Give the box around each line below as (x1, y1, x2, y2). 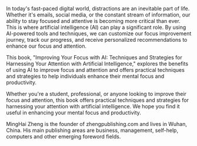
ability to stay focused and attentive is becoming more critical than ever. (6, 18, 181, 24)
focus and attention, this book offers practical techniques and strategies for (6, 97, 189, 104)
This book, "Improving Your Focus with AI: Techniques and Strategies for (6, 54, 182, 61)
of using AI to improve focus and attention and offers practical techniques (6, 67, 185, 73)
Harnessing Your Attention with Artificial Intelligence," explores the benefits (6, 60, 189, 67)
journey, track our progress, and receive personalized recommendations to (6, 36, 188, 43)
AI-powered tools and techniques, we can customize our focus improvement (6, 30, 192, 37)
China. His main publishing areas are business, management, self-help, (6, 127, 178, 134)
